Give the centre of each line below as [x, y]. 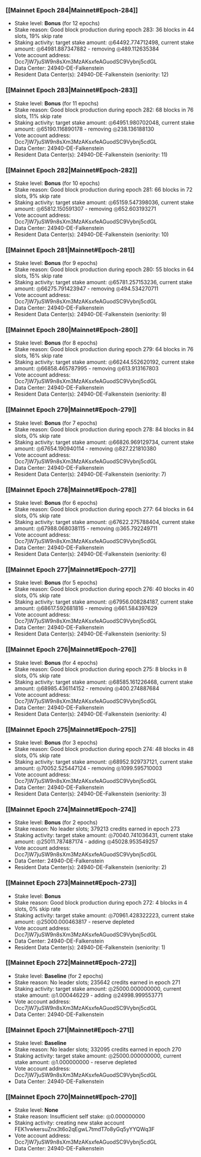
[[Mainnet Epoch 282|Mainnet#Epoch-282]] [72, 170]
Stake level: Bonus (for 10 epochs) [57, 183]
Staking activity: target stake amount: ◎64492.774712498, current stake [104, 43]
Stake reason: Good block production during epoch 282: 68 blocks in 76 [104, 110]
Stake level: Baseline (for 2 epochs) [59, 976]
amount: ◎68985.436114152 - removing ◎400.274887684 [87, 688]
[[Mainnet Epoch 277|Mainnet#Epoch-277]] [71, 569]
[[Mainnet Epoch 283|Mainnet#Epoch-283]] [72, 90]
